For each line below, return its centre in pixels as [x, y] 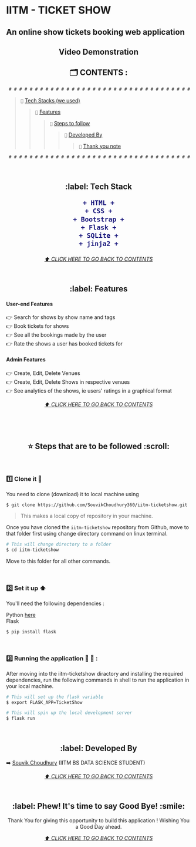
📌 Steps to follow [70, 123]
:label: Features [99, 289]
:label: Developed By [99, 748]
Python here [21, 615]
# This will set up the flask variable [55, 697]
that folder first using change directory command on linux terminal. [87, 534]
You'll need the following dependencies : [55, 603]
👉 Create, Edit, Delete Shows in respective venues [68, 382]
